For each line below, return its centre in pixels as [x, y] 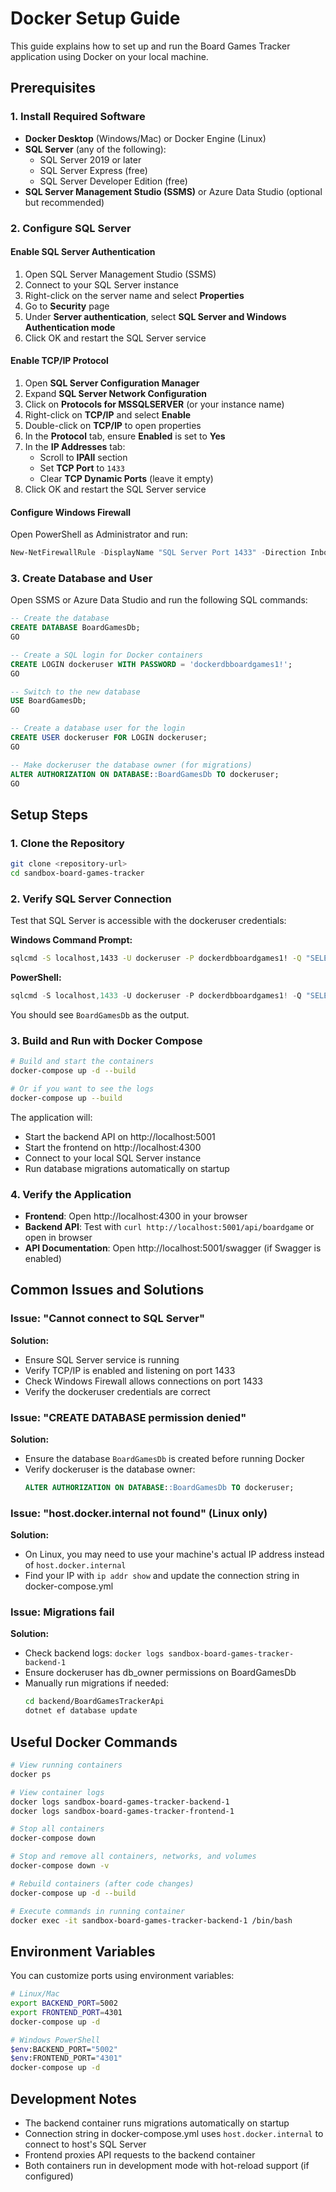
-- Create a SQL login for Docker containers [106, 655]
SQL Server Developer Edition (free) [113, 181]
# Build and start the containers [82, 1062]
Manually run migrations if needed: [96, 1683]
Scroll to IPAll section [83, 457]
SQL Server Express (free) [93, 170]
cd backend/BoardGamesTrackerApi [94, 1702]
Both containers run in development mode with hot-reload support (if [167, 2166]
